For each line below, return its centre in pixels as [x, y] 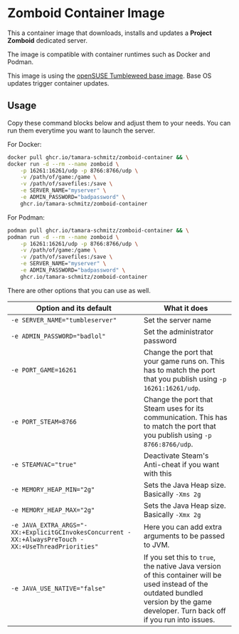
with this [158, 474]
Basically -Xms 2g [172, 494]
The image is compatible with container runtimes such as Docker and [109, 54]
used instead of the [176, 584]
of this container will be [182, 575]
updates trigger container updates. [58, 83]
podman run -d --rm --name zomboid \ [63, 237]
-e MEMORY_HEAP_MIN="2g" [53, 489]
